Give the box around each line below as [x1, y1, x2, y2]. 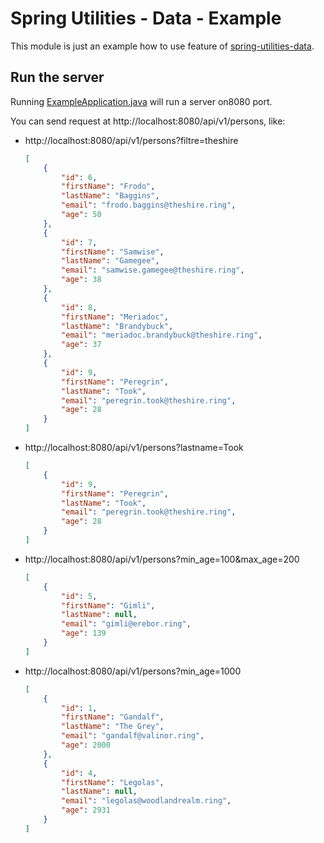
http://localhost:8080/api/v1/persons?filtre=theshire [24, 134, 239, 146]
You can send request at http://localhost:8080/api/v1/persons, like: [10, 115, 286, 127]
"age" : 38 [61, 275, 102, 285]
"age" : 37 [61, 340, 102, 350]
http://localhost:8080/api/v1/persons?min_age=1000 [24, 665, 242, 677]
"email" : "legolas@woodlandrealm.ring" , [61, 796, 232, 806]
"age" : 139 [61, 628, 107, 639]
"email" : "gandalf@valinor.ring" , [61, 731, 205, 741]
